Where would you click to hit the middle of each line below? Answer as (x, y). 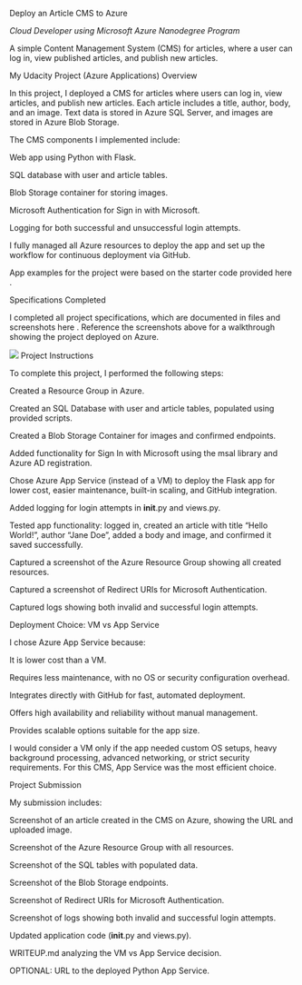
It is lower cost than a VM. (58, 660)
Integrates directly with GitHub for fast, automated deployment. (127, 695)
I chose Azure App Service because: (78, 642)
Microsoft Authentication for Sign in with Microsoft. (105, 210)
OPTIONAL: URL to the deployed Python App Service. (110, 970)
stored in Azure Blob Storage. (64, 122)
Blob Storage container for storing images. (89, 193)
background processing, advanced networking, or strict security (130, 757)
